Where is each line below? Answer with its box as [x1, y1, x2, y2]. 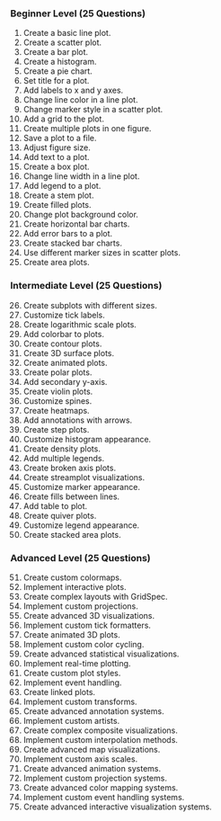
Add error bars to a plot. [22, 228, 113, 239]
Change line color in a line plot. [22, 94, 138, 105]
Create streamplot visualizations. [22, 471, 146, 483]
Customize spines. [22, 395, 93, 406]
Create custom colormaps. [22, 572, 122, 583]
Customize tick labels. [22, 309, 106, 320]
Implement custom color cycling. [22, 638, 145, 649]
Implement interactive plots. [22, 581, 127, 592]
